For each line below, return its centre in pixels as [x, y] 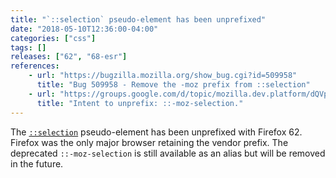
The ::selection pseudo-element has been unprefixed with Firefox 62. [156, 132]
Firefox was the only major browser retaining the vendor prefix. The [149, 142]
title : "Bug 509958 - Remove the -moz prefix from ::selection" [173, 85]
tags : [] [28, 47]
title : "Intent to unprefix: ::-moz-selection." [140, 103]
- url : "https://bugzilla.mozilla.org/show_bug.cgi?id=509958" [163, 76]
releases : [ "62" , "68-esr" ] [69, 57]
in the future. [37, 163]
